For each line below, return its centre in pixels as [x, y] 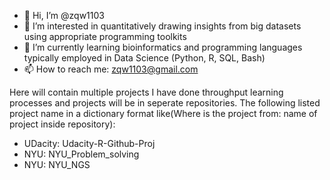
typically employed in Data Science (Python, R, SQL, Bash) [144, 58]
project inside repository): [62, 124]
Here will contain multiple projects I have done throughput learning [146, 92]
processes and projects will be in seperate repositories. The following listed [165, 103]
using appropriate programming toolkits [105, 36]
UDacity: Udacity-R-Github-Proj [89, 143]
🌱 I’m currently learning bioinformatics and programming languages [163, 47]
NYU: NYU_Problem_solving [81, 154]
